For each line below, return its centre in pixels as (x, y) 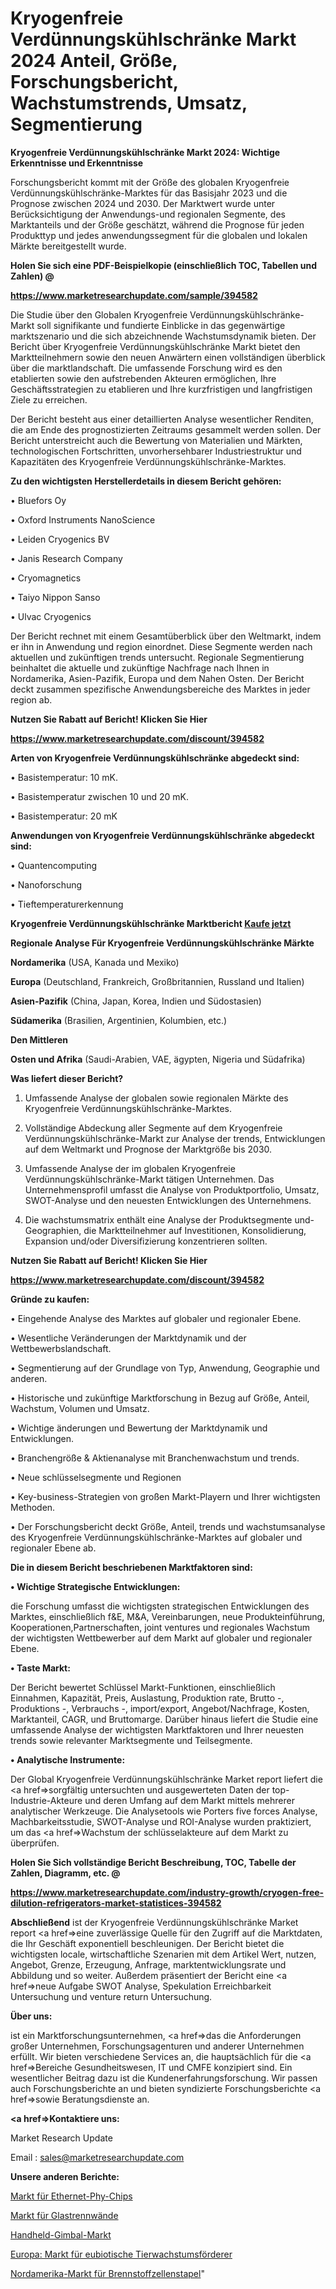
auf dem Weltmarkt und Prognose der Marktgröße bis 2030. (148, 1149)
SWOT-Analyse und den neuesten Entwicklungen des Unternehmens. (168, 1200)
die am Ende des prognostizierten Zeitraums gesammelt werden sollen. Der (166, 429)
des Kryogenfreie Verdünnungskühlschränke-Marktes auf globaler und (156, 1537)
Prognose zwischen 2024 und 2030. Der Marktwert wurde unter (143, 203)
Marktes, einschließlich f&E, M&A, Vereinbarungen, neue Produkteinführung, (168, 1616)
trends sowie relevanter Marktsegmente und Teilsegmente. (131, 1740)
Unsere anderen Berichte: (65, 2176)
